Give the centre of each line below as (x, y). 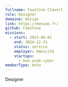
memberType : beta (23, 65)
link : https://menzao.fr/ (32, 24)
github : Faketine (23, 28)
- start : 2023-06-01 (31, 38)
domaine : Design (22, 19)
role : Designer (21, 14)
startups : (24, 56)
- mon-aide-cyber (36, 61)
